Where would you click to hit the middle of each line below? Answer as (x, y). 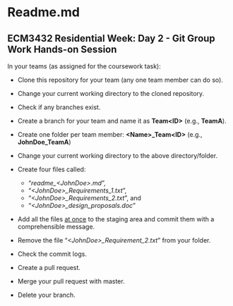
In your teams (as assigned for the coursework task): (84, 66)
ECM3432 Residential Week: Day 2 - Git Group (111, 38)
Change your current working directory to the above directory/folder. (117, 155)
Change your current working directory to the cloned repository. (111, 93)
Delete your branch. (46, 295)
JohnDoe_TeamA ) (44, 142)
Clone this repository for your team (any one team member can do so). (120, 80)
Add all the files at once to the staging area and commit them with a (116, 219)
